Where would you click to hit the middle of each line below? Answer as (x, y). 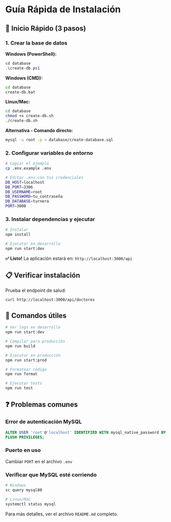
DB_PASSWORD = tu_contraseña (34, 197)
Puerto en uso (23, 450)
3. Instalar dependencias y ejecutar (50, 219)
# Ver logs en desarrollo (33, 328)
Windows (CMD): (24, 78)
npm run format (22, 374)
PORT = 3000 (16, 206)
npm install (18, 235)
